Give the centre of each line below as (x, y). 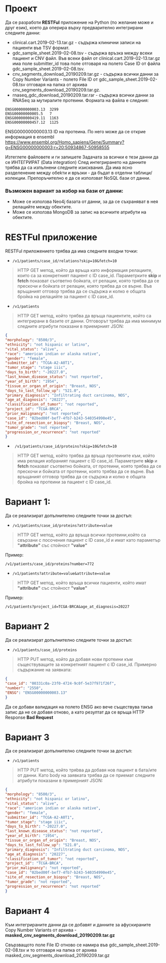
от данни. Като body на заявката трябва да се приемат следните (86, 775)
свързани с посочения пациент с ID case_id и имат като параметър (89, 540)
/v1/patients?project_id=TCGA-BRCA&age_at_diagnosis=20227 (67, 607)
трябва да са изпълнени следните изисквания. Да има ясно (69, 167)
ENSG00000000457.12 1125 (32, 122)
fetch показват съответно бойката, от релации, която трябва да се (88, 281)
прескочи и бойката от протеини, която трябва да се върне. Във (86, 471)
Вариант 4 (28, 911)
